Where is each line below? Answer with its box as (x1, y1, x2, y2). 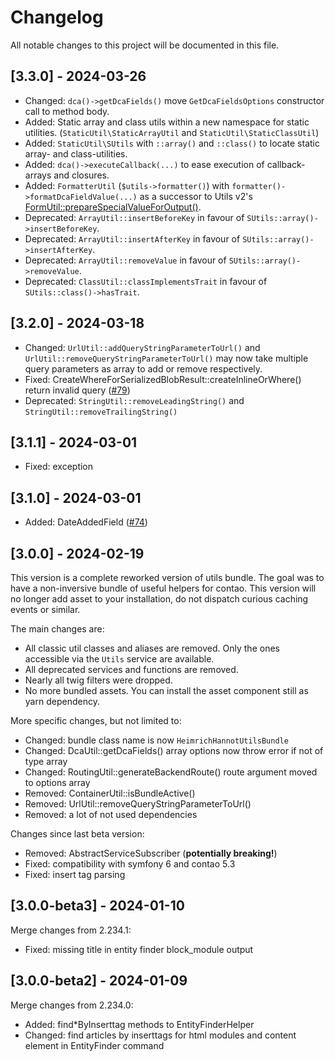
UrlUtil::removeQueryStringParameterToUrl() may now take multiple (24, 352, 309, 364)
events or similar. (10, 604, 81, 615)
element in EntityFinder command (24, 1039, 165, 1051)
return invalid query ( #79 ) (24, 384, 131, 396)
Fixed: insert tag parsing (24, 869, 126, 880)
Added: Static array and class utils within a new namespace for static (24, 116, 310, 128)
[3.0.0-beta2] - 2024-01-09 (10, 972, 188, 990)
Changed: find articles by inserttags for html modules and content (24, 1029, 297, 1041)
